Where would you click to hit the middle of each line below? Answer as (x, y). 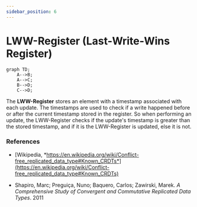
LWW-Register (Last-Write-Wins (88, 41)
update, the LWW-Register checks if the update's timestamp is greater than (98, 120)
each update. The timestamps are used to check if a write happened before (98, 107)
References (23, 142)
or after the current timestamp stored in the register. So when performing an (99, 114)
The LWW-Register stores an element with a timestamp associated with (94, 101)
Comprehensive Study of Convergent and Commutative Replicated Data (103, 191)
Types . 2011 (29, 198)
